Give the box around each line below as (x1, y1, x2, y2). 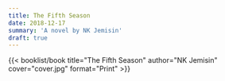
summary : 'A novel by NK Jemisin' (8, 26, 123, 34)
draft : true (8, 33, 48, 42)
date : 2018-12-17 (8, 19, 66, 27)
